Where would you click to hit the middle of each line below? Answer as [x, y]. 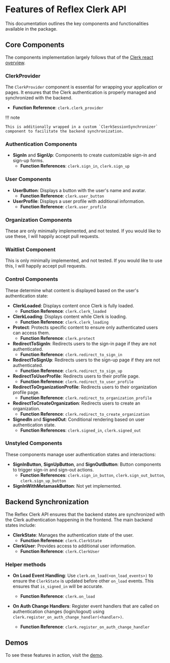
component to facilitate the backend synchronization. [65, 131]
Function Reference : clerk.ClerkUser [60, 551]
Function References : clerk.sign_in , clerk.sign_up [75, 166]
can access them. [31, 333]
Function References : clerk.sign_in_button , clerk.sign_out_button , [93, 475]
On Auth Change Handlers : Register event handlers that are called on [86, 606]
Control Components [32, 279]
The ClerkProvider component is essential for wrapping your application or [84, 87]
